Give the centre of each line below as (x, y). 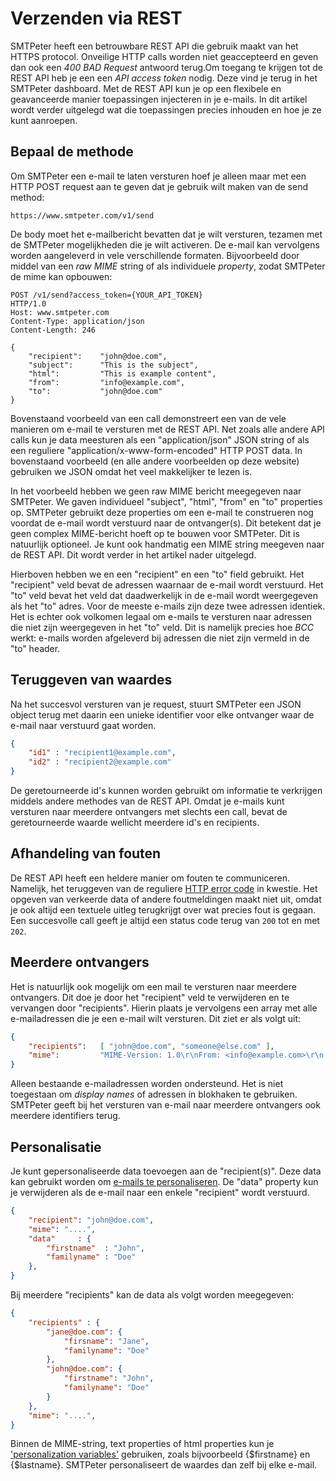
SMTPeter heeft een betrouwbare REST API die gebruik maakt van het (154, 46)
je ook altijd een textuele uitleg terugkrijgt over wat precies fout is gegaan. (163, 909)
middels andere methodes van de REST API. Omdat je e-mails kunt (147, 801)
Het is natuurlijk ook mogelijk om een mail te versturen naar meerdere (153, 986)
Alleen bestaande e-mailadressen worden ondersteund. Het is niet (147, 1084)
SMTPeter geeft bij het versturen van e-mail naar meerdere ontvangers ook (165, 1105)
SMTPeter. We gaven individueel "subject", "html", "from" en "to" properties (166, 501)
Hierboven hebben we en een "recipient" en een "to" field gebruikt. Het (157, 574)
